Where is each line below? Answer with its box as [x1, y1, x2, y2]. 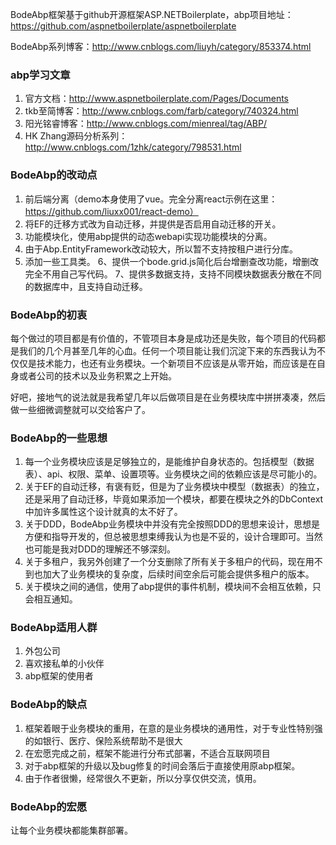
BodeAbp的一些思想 [10, 431, 108, 445]
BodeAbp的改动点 [10, 168, 98, 182]
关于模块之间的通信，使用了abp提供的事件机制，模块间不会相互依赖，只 [24, 581, 322, 593]
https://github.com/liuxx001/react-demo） [24, 205, 199, 217]
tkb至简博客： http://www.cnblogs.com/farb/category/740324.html [24, 105, 299, 117]
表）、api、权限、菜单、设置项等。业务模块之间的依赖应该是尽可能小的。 [24, 468, 323, 480]
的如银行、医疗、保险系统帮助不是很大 [24, 734, 183, 747]
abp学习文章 [10, 68, 71, 82]
